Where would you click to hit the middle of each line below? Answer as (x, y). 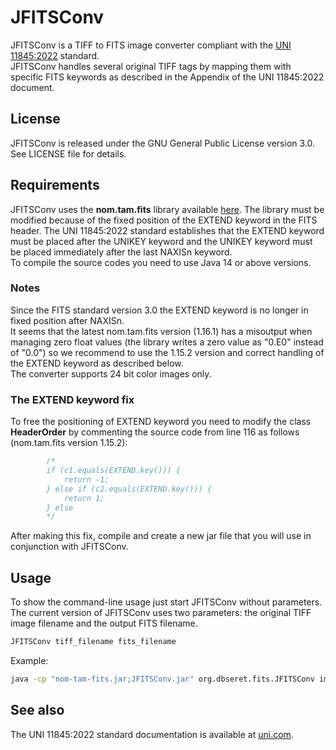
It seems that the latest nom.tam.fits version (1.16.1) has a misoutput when (161, 331)
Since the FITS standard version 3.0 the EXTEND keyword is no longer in (159, 310)
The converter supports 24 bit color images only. (111, 373)
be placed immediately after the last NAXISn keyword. (121, 252)
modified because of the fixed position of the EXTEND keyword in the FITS (164, 220)
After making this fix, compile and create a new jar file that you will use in (161, 536)
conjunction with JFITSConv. (69, 547)
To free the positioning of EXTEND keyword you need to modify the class (161, 422)
